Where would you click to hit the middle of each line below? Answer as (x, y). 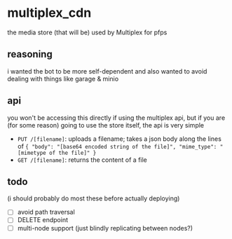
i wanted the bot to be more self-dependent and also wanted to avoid (107, 71)
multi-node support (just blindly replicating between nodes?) (105, 228)
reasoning (30, 54)
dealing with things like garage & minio (63, 78)
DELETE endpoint (43, 220)
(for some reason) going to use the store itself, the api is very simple (106, 125)
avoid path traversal (46, 212)
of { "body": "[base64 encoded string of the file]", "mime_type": (117, 146)
